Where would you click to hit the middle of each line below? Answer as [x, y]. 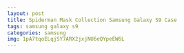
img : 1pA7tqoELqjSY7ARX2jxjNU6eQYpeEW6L [66, 39]
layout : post [26, 13]
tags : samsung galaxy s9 [43, 26]
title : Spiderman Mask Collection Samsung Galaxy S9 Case [92, 20]
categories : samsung [37, 33]
